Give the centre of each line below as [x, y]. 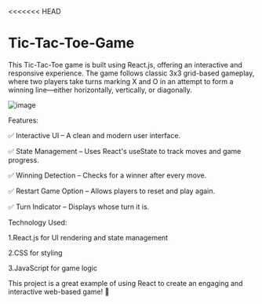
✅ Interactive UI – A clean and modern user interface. [95, 135]
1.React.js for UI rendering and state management [88, 237]
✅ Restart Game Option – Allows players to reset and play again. [112, 191]
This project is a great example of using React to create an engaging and [126, 283]
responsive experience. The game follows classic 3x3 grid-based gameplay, [131, 73]
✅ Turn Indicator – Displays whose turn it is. [79, 207]
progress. [24, 159]
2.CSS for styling [35, 253]
